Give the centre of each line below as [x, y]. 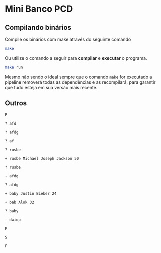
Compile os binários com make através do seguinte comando [68, 39]
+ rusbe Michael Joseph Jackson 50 [42, 158]
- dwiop [13, 220]
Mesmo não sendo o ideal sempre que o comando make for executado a [79, 77]
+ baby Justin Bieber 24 [31, 193]
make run [14, 67]
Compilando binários [38, 28]
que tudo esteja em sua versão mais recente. [51, 87]
